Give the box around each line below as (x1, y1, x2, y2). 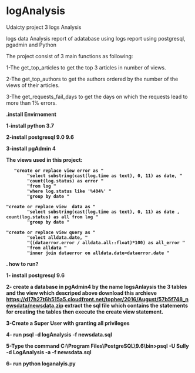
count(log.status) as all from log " (6, 214, 99, 220)
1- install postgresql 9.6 (6, 272, 65, 279)
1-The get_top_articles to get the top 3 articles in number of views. (6, 64, 166, 71)
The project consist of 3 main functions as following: (6, 52, 133, 59)
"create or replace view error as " (14, 168, 104, 174)
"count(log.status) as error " (27, 178, 104, 184)
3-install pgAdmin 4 (6, 145, 56, 152)
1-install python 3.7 (6, 122, 55, 129)
